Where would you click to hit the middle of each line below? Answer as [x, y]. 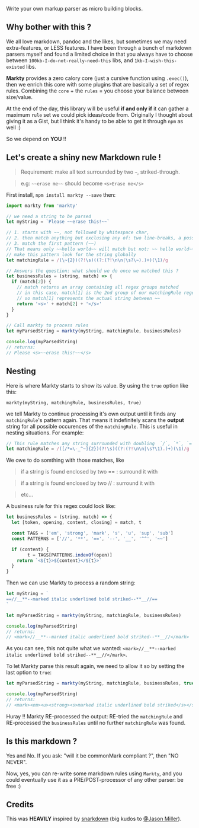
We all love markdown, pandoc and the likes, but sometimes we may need [96, 41]
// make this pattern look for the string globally [71, 254]
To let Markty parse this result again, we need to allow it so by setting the [95, 666]
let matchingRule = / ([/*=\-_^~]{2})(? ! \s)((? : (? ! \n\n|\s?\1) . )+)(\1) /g [98, 449]
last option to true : [29, 673]
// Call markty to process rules [47, 325]
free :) [14, 786]
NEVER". [17, 762]
